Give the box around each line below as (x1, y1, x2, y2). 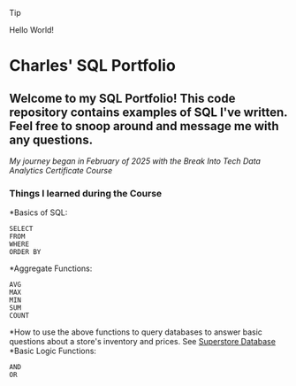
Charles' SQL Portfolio (9, 56, 177, 76)
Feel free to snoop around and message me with (9, 119, 280, 134)
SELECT (9, 225, 34, 234)
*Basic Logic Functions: (9, 345, 97, 357)
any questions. (9, 132, 94, 147)
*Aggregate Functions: (9, 263, 93, 274)
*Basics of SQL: (9, 207, 68, 218)
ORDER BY (9, 248, 42, 257)
